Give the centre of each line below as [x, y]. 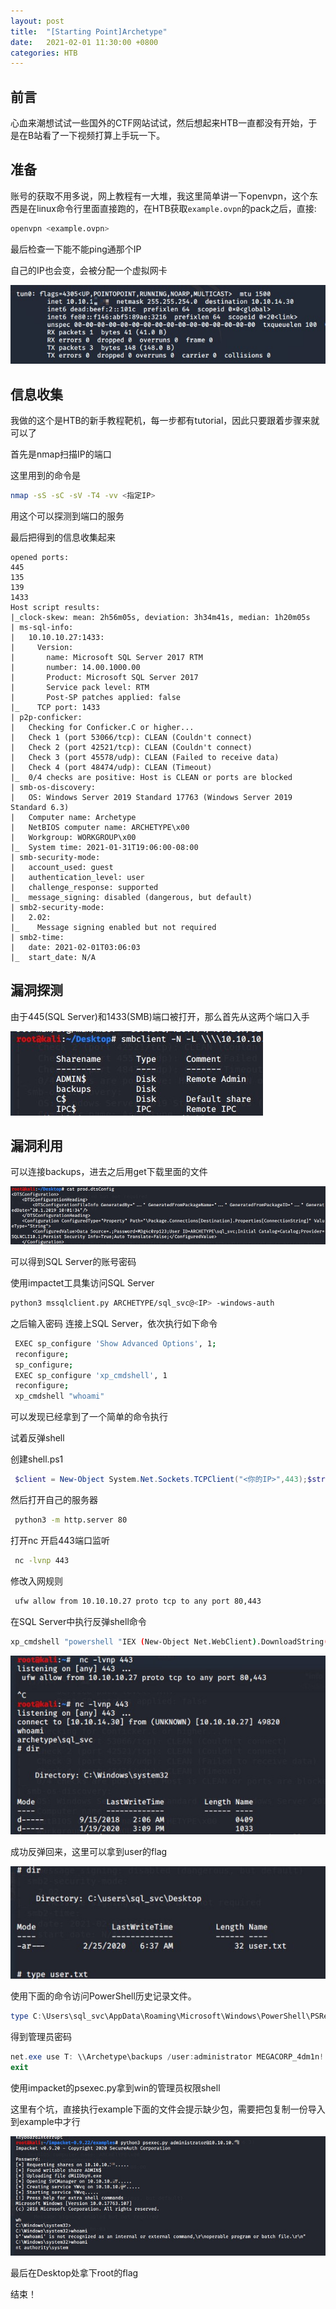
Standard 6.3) [40, 807]
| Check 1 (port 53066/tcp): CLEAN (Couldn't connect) [131, 737]
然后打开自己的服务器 [54, 1500]
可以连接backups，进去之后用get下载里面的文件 [109, 1172]
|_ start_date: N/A [53, 957]
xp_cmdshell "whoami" [59, 1396]
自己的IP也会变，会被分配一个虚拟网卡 [89, 270]
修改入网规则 [36, 1581]
